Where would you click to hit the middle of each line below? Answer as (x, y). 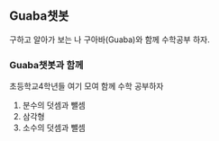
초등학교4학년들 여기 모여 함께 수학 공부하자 (87, 86)
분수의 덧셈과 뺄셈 (54, 105)
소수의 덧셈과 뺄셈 (54, 128)
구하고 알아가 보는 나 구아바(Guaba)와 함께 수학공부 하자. (109, 40)
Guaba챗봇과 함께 (46, 65)
